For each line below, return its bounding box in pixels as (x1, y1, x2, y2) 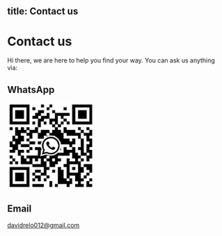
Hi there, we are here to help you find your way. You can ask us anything (7, 56, 216, 65)
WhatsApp (7, 83, 55, 96)
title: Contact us (7, 6, 79, 17)
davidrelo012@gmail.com (7, 221, 80, 230)
